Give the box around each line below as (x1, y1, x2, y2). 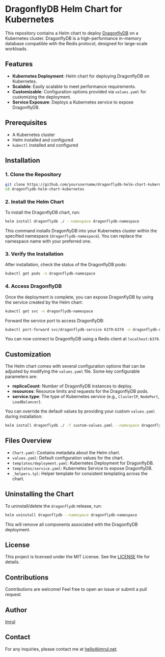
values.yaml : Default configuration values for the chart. (12, 455, 124, 461)
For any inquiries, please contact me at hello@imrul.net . (5, 646, 118, 652)
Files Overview (5, 437, 52, 445)
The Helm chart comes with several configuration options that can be (5, 363, 145, 369)
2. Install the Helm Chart (5, 198, 64, 205)
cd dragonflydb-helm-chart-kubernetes (5, 187, 84, 192)
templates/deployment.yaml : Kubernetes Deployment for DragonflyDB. (12, 460, 154, 466)
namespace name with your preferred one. (5, 238, 92, 244)
